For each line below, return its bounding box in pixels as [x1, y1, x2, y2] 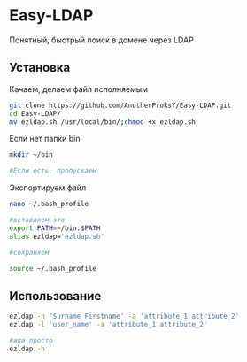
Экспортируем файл [9, 182, 87, 193]
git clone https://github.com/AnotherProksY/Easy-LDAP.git [9, 101, 232, 110]
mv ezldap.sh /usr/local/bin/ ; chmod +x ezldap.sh [9, 117, 197, 127]
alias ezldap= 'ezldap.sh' [9, 232, 104, 241]
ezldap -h [9, 344, 46, 353]
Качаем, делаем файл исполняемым [9, 83, 149, 94]
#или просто [9, 335, 53, 345]
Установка [9, 60, 71, 75]
